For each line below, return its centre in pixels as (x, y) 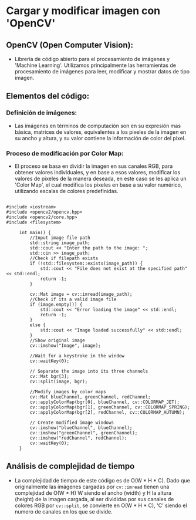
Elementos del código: (48, 96)
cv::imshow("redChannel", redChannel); (78, 438)
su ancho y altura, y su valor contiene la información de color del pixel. (100, 138)
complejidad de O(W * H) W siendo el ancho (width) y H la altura (93, 493)
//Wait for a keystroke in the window (77, 356)
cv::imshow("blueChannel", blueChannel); (81, 428)
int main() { (35, 232)
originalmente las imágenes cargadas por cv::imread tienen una (92, 487)
